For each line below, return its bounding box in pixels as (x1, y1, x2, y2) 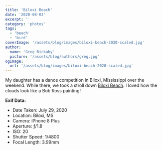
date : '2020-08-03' (5, 12, 46, 17)
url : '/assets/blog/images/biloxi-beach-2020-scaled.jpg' (10, 63, 134, 68)
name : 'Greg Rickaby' (10, 49, 55, 54)
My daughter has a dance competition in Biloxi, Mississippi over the (5, 77, 144, 83)
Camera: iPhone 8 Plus (12, 118, 60, 124)
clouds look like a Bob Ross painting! (5, 88, 81, 94)
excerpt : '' (5, 17, 30, 22)
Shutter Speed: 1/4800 (12, 134, 60, 140)
